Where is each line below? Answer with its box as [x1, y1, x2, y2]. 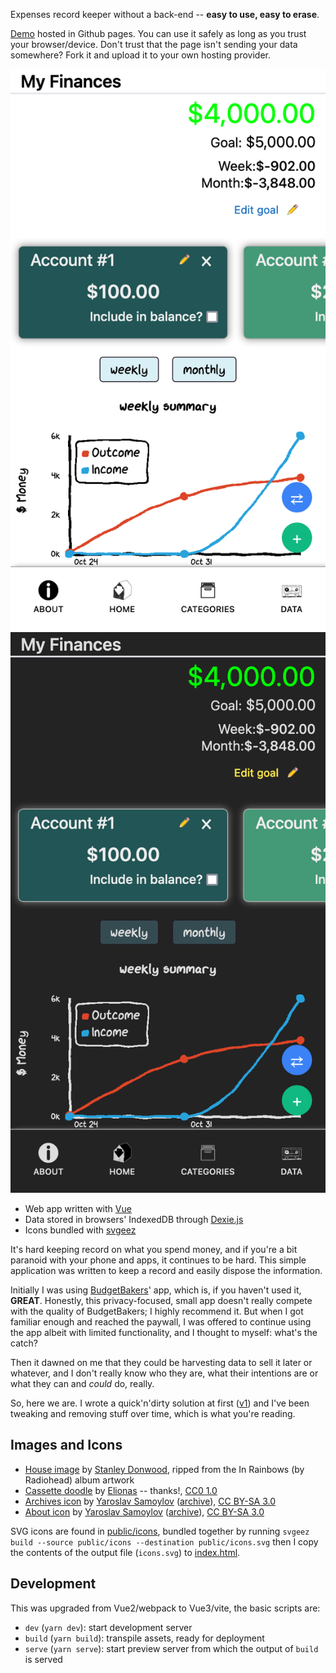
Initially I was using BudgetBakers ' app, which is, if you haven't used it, [10, 1284, 302, 1296]
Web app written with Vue [24, 1203, 132, 1215]
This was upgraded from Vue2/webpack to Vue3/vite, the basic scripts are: [10, 1602, 321, 1614]
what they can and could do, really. [10, 1378, 155, 1390]
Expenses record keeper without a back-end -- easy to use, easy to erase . [10, 9, 320, 20]
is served [24, 1653, 63, 1665]
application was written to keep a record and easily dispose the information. [10, 1265, 323, 1277]
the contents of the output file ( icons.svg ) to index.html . [10, 1546, 241, 1558]
